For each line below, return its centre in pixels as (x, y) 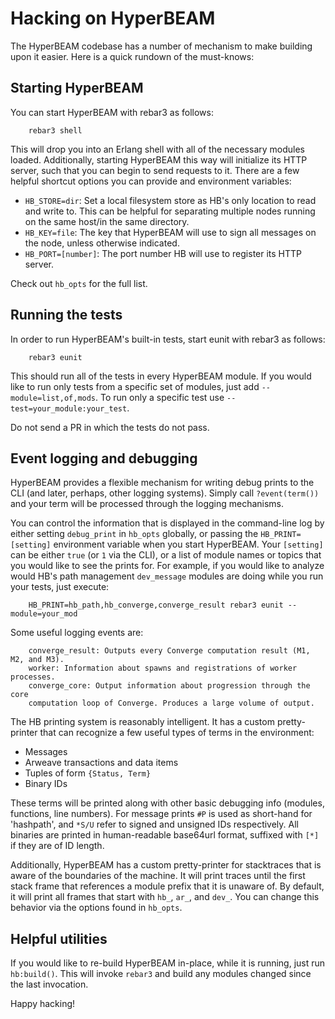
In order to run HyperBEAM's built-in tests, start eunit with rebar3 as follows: (168, 339)
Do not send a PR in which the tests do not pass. (110, 427)
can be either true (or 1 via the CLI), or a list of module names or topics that (166, 555)
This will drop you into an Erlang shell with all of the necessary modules (158, 149)
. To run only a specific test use (160, 397)
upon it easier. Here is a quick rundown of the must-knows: (132, 56)
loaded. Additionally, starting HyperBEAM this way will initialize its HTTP (159, 159)
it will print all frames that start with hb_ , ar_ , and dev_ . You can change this (165, 897)
